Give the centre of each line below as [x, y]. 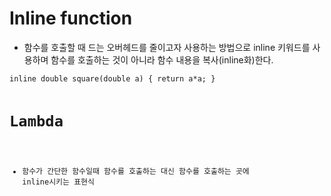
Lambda [36, 121]
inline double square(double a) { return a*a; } [112, 78]
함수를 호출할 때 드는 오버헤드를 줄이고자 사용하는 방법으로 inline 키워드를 [167, 47]
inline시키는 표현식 [58, 182]
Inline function [71, 18]
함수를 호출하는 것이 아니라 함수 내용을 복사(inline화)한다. [162, 59]
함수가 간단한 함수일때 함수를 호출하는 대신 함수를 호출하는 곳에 [136, 172]
